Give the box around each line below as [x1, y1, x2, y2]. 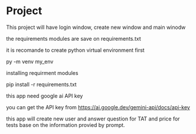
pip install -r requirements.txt [6, 81, 77, 88]
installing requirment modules [6, 69, 79, 76]
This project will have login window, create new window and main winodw [6, 24, 186, 31]
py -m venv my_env [6, 58, 54, 65]
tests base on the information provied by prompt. [6, 121, 125, 128]
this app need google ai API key [6, 92, 83, 99]
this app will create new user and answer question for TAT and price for [6, 115, 180, 122]
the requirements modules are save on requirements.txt [6, 35, 142, 42]
